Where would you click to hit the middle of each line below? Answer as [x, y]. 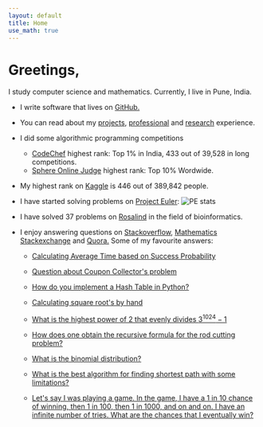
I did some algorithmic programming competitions [102, 138]
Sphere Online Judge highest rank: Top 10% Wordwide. [122, 170]
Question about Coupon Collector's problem [104, 272]
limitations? [50, 382]
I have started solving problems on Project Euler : [100, 202]
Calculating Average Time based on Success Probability [124, 257]
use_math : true [33, 30]
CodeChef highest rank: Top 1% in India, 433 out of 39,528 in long [140, 154]
